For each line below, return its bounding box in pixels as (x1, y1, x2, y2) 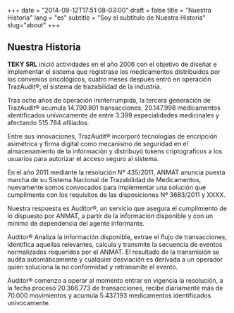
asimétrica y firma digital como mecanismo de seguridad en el (7, 139, 188, 148)
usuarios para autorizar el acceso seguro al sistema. (7, 154, 159, 162)
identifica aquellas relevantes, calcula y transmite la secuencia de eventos (7, 240, 223, 248)
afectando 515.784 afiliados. (7, 118, 90, 127)
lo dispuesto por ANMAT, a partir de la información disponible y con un (7, 211, 214, 220)
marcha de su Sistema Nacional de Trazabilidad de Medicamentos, (7, 175, 202, 184)
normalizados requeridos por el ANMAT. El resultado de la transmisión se (7, 248, 220, 256)
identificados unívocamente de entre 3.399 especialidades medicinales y (7, 110, 220, 119)
